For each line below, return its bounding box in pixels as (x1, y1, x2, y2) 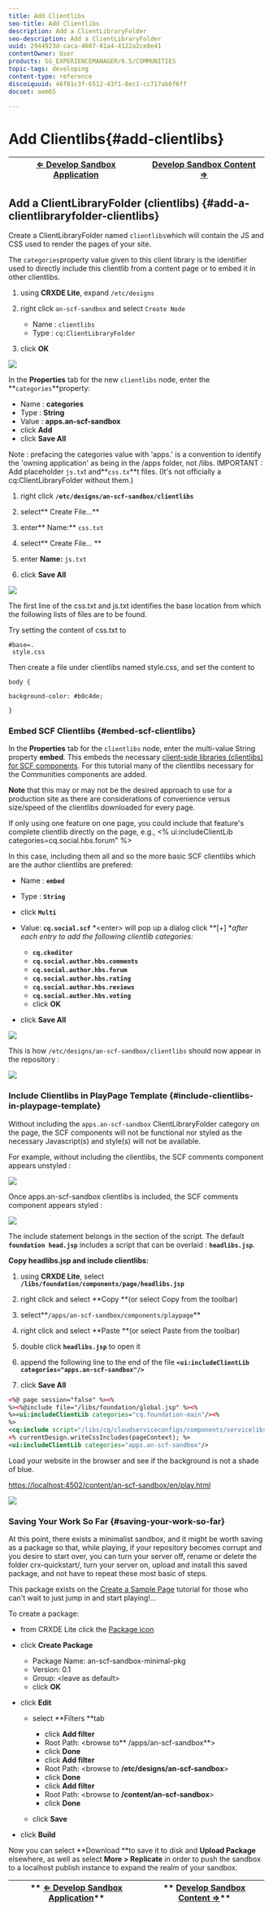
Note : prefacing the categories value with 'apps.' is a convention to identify (8, 450, 262, 459)
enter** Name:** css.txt (19, 523, 104, 532)
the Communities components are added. (8, 770, 148, 780)
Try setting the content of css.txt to (8, 625, 127, 635)
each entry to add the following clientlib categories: (19, 932, 193, 941)
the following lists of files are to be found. (8, 610, 148, 619)
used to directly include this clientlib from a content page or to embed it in (8, 263, 256, 273)
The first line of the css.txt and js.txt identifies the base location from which (8, 601, 262, 610)
